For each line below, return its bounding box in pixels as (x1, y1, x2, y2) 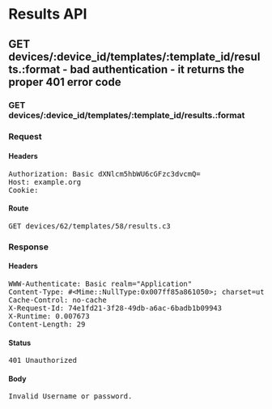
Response (8, 241, 49, 252)
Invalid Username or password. (8, 392, 133, 401)
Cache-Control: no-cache (8, 295, 107, 305)
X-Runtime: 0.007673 (8, 311, 91, 321)
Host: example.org (8, 177, 82, 186)
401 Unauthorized (8, 356, 77, 365)
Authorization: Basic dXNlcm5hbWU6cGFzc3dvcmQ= (8, 169, 201, 178)
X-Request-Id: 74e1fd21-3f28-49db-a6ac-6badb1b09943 (8, 303, 223, 313)
